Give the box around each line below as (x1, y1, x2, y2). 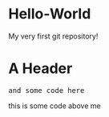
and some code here (8, 86, 85, 95)
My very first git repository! (8, 31, 99, 41)
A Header (8, 59, 73, 78)
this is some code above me (8, 101, 102, 111)
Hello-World (8, 5, 91, 23)
